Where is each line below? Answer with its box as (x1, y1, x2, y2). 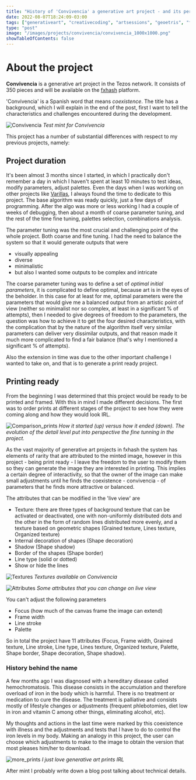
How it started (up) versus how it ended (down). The (58, 422, 185, 429)
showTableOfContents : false (6, 36, 75, 42)
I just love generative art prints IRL (41, 755, 124, 763)
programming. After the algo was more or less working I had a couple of (6, 202, 179, 209)
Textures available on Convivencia (34, 573, 118, 580)
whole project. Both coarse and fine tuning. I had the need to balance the (6, 232, 182, 240)
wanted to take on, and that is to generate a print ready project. (6, 360, 159, 367)
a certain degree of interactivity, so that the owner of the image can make (6, 471, 183, 478)
